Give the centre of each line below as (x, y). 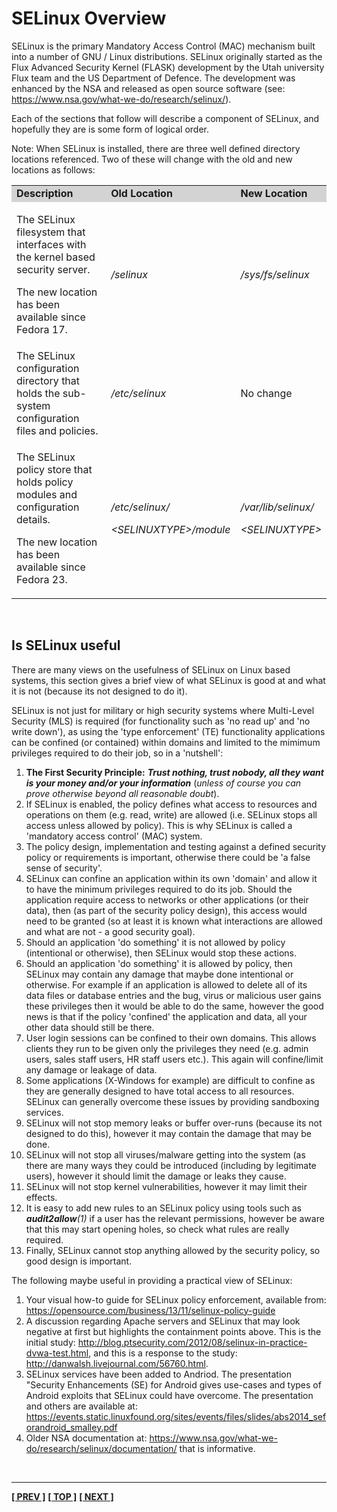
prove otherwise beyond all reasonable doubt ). (122, 793)
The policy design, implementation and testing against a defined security (176, 846)
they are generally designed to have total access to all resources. (160, 1091)
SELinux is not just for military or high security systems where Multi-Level (163, 710)
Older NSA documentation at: (86, 1438)
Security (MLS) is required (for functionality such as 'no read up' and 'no (161, 721)
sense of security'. (64, 868)
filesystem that (51, 232)
